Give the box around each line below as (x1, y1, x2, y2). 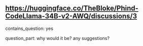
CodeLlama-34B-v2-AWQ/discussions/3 (5, 12, 137, 21)
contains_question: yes (5, 25, 53, 31)
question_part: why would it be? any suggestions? (5, 35, 110, 41)
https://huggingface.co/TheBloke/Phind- (5, 4, 138, 13)
